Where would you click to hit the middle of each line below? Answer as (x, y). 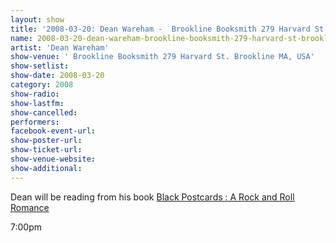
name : (21, 38)
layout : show (37, 19)
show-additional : (46, 168)
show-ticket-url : (46, 150)
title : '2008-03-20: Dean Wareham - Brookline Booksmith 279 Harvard (160, 29)
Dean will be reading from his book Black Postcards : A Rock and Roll (152, 197)
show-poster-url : (46, 141)
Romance (30, 207)
